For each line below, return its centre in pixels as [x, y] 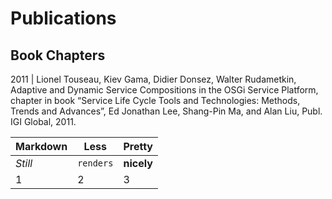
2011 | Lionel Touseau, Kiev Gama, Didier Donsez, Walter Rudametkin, [153, 79]
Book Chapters [58, 55]
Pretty [138, 146]
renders [95, 163]
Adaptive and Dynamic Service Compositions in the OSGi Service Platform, [164, 90]
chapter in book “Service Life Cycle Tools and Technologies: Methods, [155, 100]
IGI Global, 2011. [43, 121]
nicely [138, 163]
